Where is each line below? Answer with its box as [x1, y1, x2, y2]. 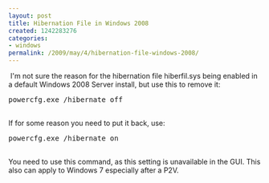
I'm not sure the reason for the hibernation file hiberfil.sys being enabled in [10, 71, 259, 80]
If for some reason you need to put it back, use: [8, 118, 166, 128]
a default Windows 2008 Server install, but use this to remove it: [8, 79, 221, 89]
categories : [8, 34, 48, 43]
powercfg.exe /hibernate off [8, 96, 123, 104]
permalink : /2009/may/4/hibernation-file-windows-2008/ [8, 49, 199, 57]
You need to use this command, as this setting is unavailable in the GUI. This [8, 157, 261, 166]
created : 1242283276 [8, 26, 78, 35]
